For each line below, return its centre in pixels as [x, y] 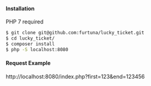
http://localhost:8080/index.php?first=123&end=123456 [75, 76]
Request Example [28, 63]
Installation [20, 8]
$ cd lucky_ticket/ [30, 38]
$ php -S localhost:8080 [37, 49]
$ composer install [30, 44]
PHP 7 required [25, 22]
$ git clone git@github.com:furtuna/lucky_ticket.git [75, 33]
